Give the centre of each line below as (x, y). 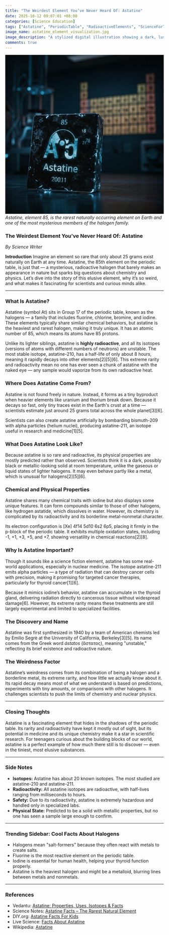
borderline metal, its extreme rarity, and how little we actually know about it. (84, 678)
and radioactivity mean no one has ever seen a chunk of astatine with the (81, 365)
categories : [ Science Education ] (40, 21)
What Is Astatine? (27, 301)
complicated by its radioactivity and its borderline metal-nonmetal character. (84, 517)
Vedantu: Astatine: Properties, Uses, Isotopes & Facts (68, 906)
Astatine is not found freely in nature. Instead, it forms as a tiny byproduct (81, 394)
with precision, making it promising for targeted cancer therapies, (73, 577)
